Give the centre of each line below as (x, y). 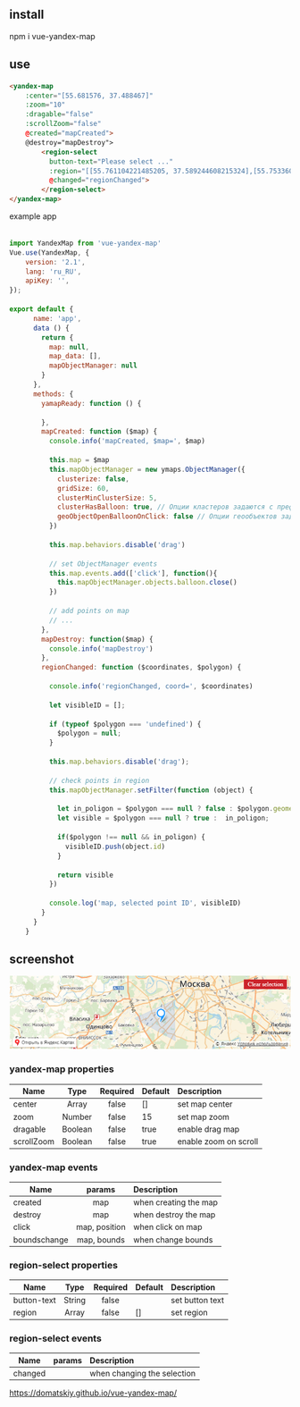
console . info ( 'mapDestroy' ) (101, 649)
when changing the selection (143, 1373)
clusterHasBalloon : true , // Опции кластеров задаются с (165, 507)
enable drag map (208, 1129)
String (75, 1301)
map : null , (69, 347)
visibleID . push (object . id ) (116, 847)
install (27, 15)
